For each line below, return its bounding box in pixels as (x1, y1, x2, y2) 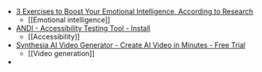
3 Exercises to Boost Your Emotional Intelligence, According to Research (15, 7, 253, 16)
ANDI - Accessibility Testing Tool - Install (15, 24, 151, 32)
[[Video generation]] (27, 49, 96, 58)
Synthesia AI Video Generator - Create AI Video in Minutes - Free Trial (15, 40, 245, 50)
